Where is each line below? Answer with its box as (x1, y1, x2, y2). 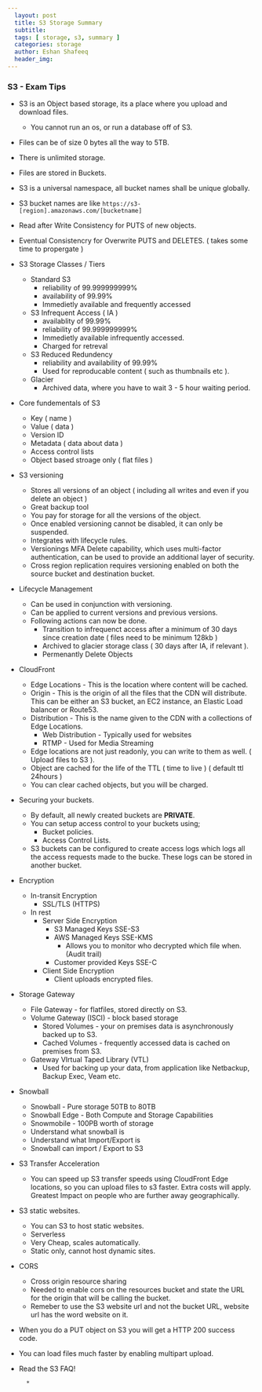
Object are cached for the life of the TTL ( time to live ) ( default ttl (30, 763, 244, 773)
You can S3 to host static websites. (30, 1222, 144, 1231)
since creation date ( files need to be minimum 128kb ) (42, 633, 218, 642)
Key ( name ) (30, 414, 72, 423)
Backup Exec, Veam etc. (42, 1072, 121, 1081)
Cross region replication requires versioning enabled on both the (30, 561, 239, 570)
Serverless (30, 1229, 66, 1239)
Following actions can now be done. (30, 616, 147, 626)
